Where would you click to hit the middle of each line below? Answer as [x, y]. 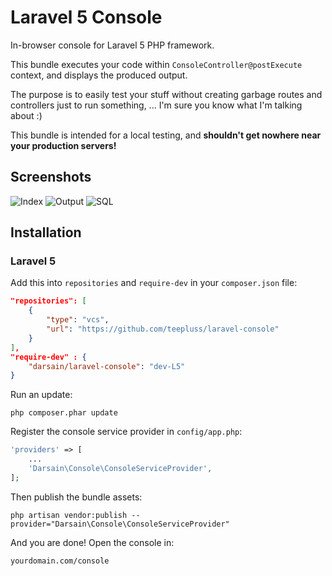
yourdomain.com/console [60, 561]
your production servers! [63, 145]
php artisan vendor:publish [69, 515]
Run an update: [41, 395]
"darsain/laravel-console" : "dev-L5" [107, 366]
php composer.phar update [64, 413]
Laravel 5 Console [86, 17]
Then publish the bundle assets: [76, 497]
